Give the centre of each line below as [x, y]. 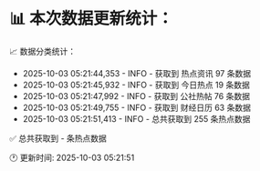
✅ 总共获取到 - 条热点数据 [58, 138]
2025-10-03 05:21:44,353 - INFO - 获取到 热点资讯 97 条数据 [137, 73]
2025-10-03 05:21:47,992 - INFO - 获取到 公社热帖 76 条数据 [136, 96]
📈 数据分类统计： [42, 51]
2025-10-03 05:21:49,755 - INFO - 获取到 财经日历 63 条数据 [136, 107]
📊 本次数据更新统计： [91, 19]
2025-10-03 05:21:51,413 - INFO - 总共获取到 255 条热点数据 [136, 118]
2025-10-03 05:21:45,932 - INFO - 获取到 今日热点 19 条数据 [136, 85]
